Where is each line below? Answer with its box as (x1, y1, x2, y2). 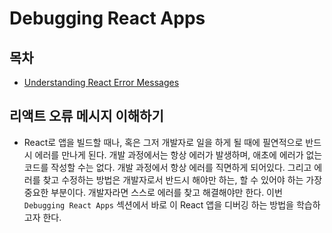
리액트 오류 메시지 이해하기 (9, 108, 164, 125)
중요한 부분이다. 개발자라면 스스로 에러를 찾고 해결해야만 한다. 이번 (23, 186, 283, 198)
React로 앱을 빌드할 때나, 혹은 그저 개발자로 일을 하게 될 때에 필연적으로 (23, 136, 304, 148)
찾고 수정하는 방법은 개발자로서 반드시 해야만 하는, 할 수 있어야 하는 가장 (42, 173, 323, 186)
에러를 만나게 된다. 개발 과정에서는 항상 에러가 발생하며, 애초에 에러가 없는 (34, 148, 323, 161)
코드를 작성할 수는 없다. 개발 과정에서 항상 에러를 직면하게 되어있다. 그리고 (23, 161, 312, 173)
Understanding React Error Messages (23, 77, 180, 88)
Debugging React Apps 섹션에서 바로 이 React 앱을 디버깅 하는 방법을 (23, 198, 294, 211)
